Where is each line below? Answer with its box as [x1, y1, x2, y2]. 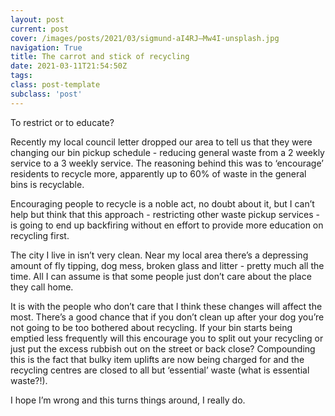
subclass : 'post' [10, 89, 83, 99]
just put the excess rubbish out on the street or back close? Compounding [10, 342, 316, 355]
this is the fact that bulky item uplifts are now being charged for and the [10, 353, 305, 365]
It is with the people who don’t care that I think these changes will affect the [10, 300, 323, 312]
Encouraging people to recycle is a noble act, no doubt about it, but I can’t [10, 197, 315, 210]
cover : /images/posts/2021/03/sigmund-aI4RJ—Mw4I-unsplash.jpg [10, 33, 280, 43]
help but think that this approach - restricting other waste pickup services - [10, 208, 320, 220]
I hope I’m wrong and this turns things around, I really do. [10, 394, 246, 406]
